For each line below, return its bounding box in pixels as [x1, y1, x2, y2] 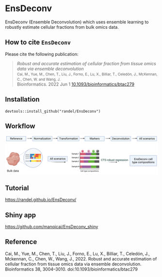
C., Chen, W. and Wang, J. [16, 77, 61, 82]
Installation [5, 95, 40, 104]
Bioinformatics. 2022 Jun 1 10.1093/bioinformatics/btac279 [16, 81, 135, 87]
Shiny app [5, 211, 36, 219]
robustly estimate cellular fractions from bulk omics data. [5, 24, 119, 30]
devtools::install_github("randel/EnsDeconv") [5, 109, 101, 114]
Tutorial [5, 184, 29, 192]
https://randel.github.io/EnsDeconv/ [5, 197, 77, 203]
